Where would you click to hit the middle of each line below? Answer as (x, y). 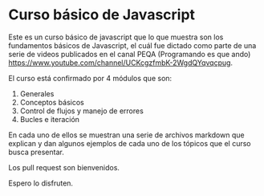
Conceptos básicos (52, 102)
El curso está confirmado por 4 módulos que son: (90, 78)
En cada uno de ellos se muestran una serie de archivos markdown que (126, 135)
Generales (37, 93)
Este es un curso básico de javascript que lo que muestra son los (116, 37)
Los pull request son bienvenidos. (64, 167)
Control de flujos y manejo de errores (82, 111)
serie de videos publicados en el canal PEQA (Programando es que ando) (130, 54)
